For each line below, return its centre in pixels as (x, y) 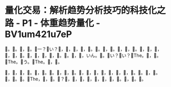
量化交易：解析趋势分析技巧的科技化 (81, 10)
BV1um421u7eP (39, 34)
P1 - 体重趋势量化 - (61, 23)
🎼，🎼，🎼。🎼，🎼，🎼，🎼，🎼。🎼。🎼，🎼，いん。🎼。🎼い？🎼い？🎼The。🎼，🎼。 (83, 55)
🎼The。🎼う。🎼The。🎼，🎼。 (34, 62)
